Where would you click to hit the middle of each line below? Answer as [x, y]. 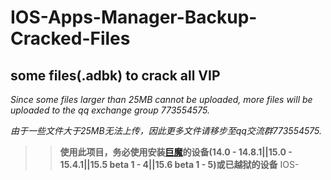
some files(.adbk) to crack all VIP [115, 75]
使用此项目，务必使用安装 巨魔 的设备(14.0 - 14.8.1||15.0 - [176, 152]
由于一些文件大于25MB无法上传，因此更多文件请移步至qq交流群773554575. [166, 130]
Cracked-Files [70, 38]
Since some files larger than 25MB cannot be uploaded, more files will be [161, 99]
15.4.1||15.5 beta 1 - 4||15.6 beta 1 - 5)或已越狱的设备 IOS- [179, 164]
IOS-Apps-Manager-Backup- [134, 17]
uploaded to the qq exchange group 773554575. [110, 110]
